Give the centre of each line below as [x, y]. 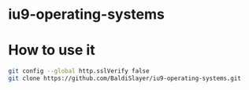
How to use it [52, 50]
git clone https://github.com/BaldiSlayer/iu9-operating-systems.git [125, 78]
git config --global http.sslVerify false [79, 71]
